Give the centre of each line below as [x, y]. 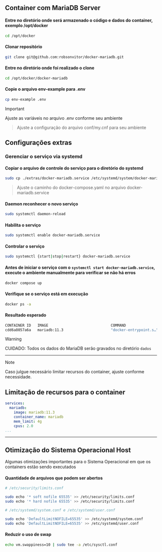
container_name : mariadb [39, 417]
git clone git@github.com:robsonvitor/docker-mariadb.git [64, 57]
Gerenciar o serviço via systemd [44, 157]
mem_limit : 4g [28, 421]
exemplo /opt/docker [27, 25]
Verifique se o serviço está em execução [47, 294]
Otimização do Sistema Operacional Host [68, 450]
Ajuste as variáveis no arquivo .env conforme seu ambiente [64, 118]
